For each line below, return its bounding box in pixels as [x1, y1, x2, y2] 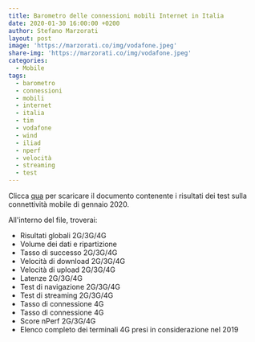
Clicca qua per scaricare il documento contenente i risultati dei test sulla [8, 191, 247, 200]
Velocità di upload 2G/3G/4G [19, 265, 116, 274]
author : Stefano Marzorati [8, 27, 99, 35]
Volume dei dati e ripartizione [19, 239, 118, 249]
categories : [8, 57, 48, 65]
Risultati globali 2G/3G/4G [19, 231, 107, 240]
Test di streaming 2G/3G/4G [19, 290, 114, 300]
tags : [8, 72, 26, 80]
